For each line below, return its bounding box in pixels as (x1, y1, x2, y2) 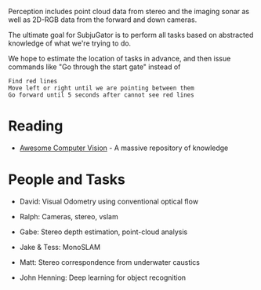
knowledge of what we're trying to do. (8, 39, 132, 48)
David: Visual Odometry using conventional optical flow (19, 196, 198, 206)
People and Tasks (8, 171, 125, 189)
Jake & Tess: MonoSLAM (19, 242, 100, 251)
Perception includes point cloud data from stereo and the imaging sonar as (8, 7, 249, 16)
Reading (8, 117, 63, 135)
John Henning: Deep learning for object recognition (19, 273, 187, 282)
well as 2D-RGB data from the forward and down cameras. (8, 15, 198, 24)
